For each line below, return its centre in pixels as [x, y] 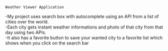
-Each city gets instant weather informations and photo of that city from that [84, 27]
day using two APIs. [26, 32]
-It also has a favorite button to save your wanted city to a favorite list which [84, 38]
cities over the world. [27, 22]
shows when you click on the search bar [47, 43]
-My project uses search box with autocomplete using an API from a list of [82, 16]
